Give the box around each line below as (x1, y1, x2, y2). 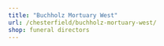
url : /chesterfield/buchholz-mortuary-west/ (8, 19, 157, 27)
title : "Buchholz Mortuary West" (8, 11, 118, 19)
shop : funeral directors (8, 26, 90, 34)
